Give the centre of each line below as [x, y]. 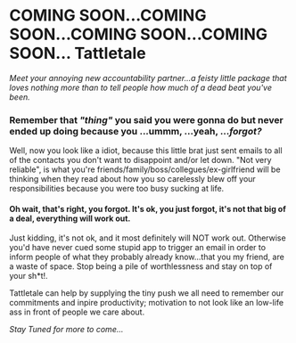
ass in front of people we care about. [77, 312]
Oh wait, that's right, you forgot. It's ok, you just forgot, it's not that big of [148, 208]
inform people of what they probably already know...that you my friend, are [147, 257]
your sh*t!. [29, 276]
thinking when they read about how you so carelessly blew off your [132, 179]
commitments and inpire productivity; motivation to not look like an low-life [146, 303]
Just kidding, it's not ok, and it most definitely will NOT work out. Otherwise [148, 238]
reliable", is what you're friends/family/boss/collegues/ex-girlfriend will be [145, 169]
